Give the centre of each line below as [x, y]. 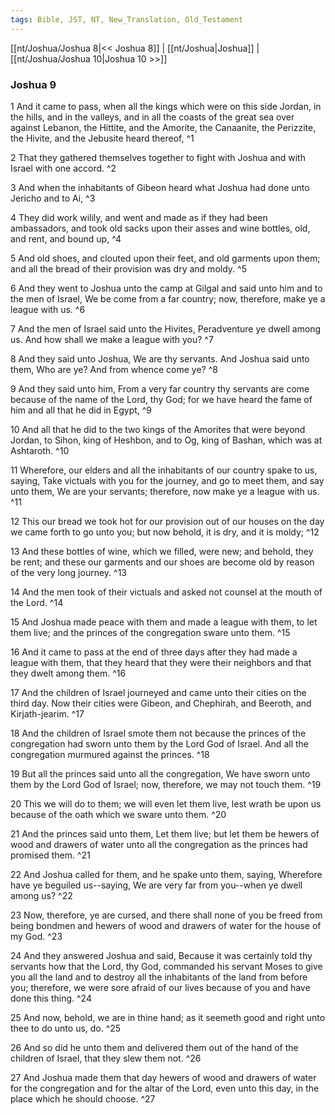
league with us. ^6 [48, 309]
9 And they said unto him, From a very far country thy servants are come [160, 388]
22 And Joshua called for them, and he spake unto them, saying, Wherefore [166, 874]
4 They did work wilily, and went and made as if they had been [139, 217]
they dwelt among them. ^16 [68, 673]
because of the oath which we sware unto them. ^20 [118, 814]
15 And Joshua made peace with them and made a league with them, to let [164, 622]
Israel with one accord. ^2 [63, 168]
